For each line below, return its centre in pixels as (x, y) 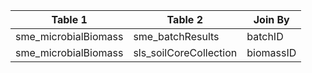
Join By (271, 19)
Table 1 (69, 19)
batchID (265, 36)
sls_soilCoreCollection (185, 52)
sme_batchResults (176, 36)
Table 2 (184, 19)
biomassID (271, 52)
